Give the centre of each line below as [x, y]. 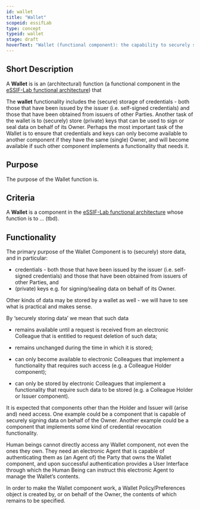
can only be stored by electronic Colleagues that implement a [90, 383]
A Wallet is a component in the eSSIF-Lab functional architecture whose [95, 212]
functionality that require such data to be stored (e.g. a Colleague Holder [104, 390]
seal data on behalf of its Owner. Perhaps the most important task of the [95, 127]
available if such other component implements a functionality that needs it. [98, 146]
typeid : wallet [25, 34]
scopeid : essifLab [29, 23]
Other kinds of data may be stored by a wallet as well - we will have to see [97, 300]
